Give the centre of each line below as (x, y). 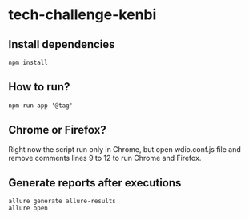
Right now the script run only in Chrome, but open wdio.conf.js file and (125, 149)
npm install (28, 62)
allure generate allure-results (62, 202)
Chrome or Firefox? (57, 130)
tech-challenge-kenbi (82, 15)
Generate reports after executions (95, 183)
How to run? (39, 87)
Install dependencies (62, 44)
